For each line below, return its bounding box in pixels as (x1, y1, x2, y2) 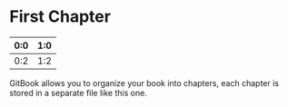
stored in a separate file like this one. (9, 87, 147, 98)
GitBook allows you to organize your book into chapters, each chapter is (9, 77, 280, 88)
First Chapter (9, 6, 112, 27)
